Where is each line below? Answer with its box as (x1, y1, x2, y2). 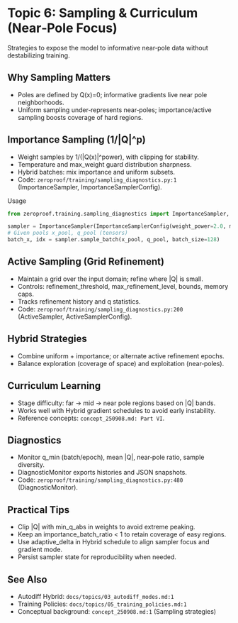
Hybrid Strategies (7, 333, 87, 345)
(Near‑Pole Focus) (7, 20, 118, 36)
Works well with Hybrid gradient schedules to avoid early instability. (17, 406, 216, 414)
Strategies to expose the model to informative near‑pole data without (7, 43, 209, 52)
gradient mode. (17, 545, 62, 554)
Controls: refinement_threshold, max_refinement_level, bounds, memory (17, 282, 229, 290)
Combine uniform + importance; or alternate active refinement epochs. (17, 351, 225, 360)
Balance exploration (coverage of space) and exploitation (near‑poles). (17, 359, 225, 368)
